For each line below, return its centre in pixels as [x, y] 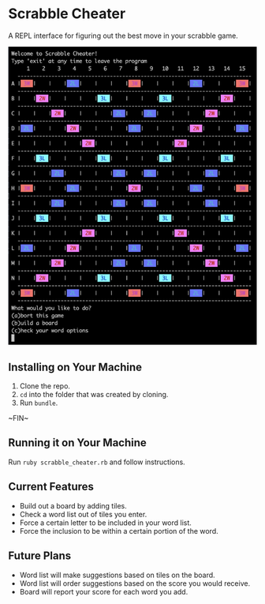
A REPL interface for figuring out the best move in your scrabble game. [123, 36]
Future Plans [40, 556]
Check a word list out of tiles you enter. [83, 514]
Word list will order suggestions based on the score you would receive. [135, 583]
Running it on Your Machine [78, 443]
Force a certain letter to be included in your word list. [105, 523]
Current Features [51, 487]
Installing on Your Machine [75, 367]
